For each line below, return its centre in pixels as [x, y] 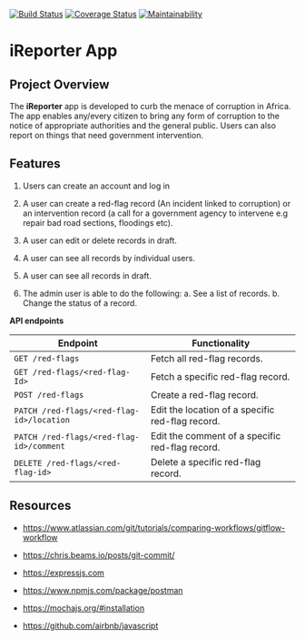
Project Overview [59, 84]
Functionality [221, 343]
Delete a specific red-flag [206, 462]
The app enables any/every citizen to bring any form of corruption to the [144, 116]
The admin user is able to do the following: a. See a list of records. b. [151, 293]
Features [35, 164]
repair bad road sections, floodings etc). [98, 222]
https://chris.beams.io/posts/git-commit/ [98, 554]
